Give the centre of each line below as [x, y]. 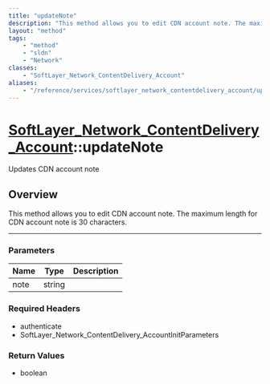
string [54, 285]
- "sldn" [37, 53]
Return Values [37, 355]
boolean [33, 373]
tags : [17, 38]
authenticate [41, 326]
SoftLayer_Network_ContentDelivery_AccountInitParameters [119, 334]
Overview [33, 194]
